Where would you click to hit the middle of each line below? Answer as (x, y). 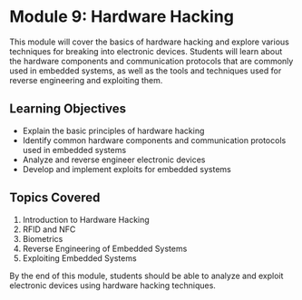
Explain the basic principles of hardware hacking (113, 131)
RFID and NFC (49, 229)
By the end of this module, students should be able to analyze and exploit (146, 276)
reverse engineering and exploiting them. (86, 80)
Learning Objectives (68, 109)
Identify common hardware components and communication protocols (154, 140)
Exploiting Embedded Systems (80, 258)
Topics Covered (55, 198)
